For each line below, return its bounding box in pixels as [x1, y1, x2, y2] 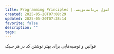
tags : [5, 30, 16, 35]
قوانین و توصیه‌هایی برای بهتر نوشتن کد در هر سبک [5, 43, 96, 49]
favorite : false [5, 20, 38, 26]
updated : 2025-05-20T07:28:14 [5, 16, 67, 21]
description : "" [5, 25, 38, 30]
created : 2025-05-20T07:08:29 [5, 12, 67, 17]
